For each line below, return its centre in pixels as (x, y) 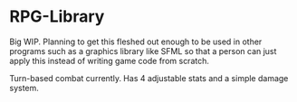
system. (24, 88)
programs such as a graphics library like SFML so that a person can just (143, 51)
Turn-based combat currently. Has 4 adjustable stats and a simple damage (149, 78)
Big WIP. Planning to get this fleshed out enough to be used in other (136, 42)
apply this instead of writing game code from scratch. (110, 60)
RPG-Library (57, 17)
